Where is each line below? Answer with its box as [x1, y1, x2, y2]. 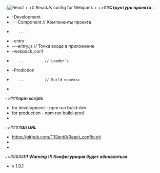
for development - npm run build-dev [11, 105, 87, 110]
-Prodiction [11, 67, 35, 73]
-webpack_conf [11, 49, 43, 54]
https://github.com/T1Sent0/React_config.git [11, 134, 101, 139]
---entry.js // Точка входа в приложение [11, 43, 95, 49]
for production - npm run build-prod [11, 110, 84, 116]
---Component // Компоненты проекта [11, 19, 91, 25]
